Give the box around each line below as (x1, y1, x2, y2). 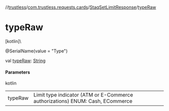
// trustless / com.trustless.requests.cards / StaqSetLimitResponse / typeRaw (5, 4, 156, 10)
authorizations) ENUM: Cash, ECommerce (33, 97, 133, 104)
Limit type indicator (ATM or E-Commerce (33, 91, 133, 98)
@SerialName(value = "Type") (5, 47, 68, 54)
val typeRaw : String (5, 57, 46, 63)
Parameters (5, 69, 30, 75)
